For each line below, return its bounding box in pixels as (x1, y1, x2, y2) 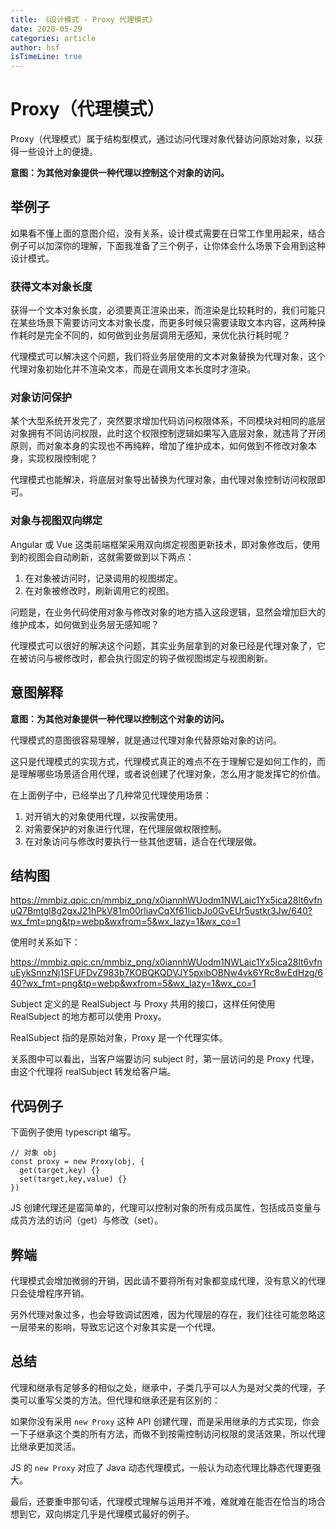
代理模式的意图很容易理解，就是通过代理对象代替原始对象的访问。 (10, 734, 282, 746)
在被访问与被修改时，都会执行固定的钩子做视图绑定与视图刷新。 (10, 652, 273, 664)
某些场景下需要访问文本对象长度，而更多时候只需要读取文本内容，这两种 (18, 317, 317, 329)
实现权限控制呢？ (27, 452, 98, 465)
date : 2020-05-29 (10, 24, 83, 34)
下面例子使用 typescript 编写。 (10, 1126, 137, 1138)
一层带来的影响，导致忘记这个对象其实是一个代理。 (10, 1321, 221, 1333)
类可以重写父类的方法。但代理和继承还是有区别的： (10, 1394, 221, 1406)
